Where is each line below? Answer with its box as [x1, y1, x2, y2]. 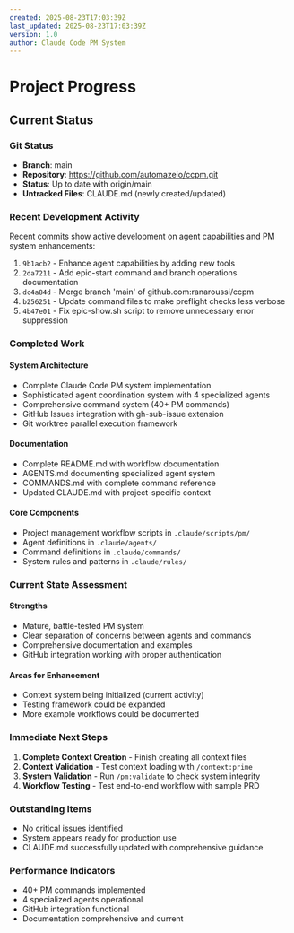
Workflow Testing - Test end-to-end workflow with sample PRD [22, 780, 260, 790]
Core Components [9, 508, 79, 519]
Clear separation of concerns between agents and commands [22, 630, 252, 641]
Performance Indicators [9, 864, 116, 876]
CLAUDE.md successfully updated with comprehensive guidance [22, 841, 264, 852]
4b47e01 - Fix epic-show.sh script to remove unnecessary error [22, 306, 255, 317]
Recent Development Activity [9, 211, 141, 223]
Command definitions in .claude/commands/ [22, 546, 181, 557]
